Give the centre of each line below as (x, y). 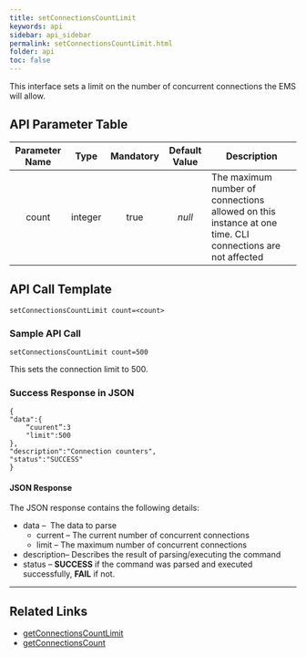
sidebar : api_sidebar (51, 35)
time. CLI (230, 234)
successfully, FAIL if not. (69, 574)
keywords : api (36, 26)
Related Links (49, 611)
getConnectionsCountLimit (73, 633)
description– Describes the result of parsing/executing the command (152, 555)
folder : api (32, 52)
